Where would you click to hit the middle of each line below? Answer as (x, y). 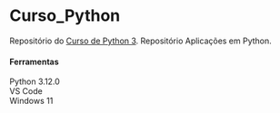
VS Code (26, 91)
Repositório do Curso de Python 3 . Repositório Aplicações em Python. (141, 41)
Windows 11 (31, 101)
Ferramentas (34, 61)
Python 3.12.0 (35, 81)
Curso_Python (65, 16)
